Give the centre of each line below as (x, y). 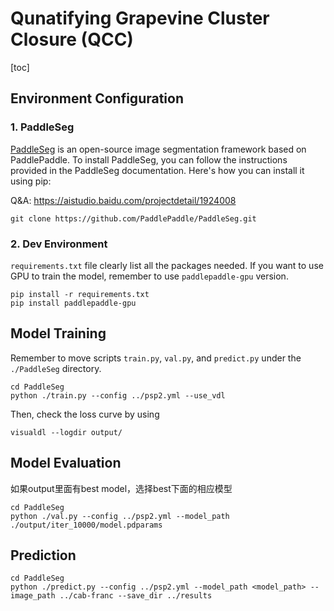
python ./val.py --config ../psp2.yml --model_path (120, 516)
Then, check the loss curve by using (85, 414)
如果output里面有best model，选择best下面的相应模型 (121, 488)
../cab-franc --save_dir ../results (136, 596)
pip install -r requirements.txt (80, 294)
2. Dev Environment (59, 244)
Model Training (58, 333)
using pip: (31, 181)
